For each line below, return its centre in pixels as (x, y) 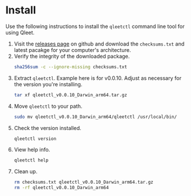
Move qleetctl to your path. (48, 106)
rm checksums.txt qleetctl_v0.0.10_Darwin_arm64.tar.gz (83, 182)
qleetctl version (35, 139)
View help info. (32, 150)
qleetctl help (31, 160)
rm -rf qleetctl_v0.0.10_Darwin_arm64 (61, 188)
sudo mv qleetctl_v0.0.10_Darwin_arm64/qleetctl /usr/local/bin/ (95, 117)
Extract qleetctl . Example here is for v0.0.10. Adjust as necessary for (98, 78)
